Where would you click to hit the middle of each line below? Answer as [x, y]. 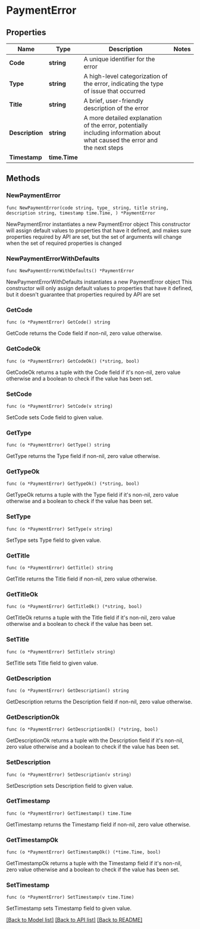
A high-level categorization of [126, 76]
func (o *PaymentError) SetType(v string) [60, 529]
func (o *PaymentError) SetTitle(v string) [61, 652]
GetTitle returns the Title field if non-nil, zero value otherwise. [82, 579]
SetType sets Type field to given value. [54, 540]
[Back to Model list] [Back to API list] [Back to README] [74, 920]
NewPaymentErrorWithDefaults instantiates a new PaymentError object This [99, 282]
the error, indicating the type [124, 84]
